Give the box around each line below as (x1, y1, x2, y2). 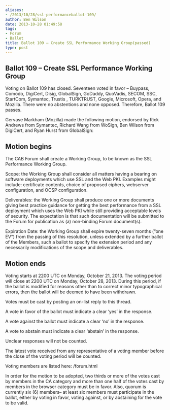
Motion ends (5, 259, 46, 268)
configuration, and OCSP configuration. (5, 187, 88, 193)
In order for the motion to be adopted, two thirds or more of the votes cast (5, 373, 160, 379)
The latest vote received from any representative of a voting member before (5, 348, 164, 354)
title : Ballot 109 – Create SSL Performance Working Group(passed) (5, 41, 151, 46)
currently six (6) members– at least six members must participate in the (5, 389, 155, 395)
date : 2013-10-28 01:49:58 (5, 21, 62, 27)
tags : (5, 26, 17, 31)
